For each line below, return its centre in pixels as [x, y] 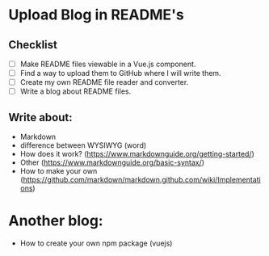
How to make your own [59, 171]
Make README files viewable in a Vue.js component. [108, 64]
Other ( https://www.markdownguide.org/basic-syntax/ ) [112, 162]
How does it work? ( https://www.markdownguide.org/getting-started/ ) [137, 154]
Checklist [33, 45]
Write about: [40, 118]
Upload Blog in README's [96, 15]
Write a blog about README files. [76, 91]
